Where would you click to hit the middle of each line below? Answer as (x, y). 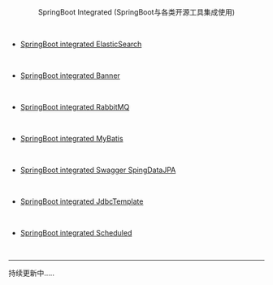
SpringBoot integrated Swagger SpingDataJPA (98, 170)
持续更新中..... (32, 273)
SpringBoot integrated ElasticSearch (81, 44)
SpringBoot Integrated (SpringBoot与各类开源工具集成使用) (136, 12)
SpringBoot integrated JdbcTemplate (82, 201)
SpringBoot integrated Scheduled (76, 233)
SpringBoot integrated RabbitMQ (75, 107)
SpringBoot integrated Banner (70, 76)
